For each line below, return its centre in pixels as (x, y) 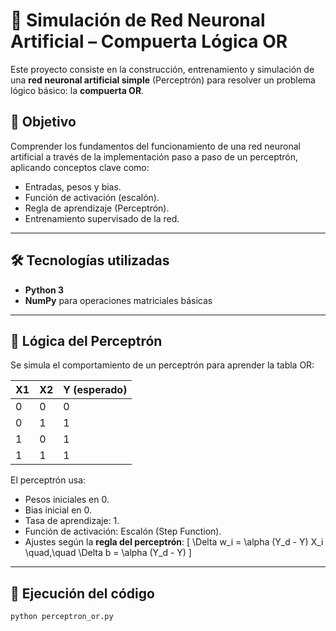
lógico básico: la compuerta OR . (77, 90)
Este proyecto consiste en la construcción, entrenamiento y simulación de (162, 69)
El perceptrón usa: (48, 480)
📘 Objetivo (43, 122)
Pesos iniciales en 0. (67, 500)
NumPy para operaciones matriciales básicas (118, 300)
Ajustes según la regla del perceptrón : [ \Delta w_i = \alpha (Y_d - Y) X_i (174, 542)
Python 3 (44, 290)
